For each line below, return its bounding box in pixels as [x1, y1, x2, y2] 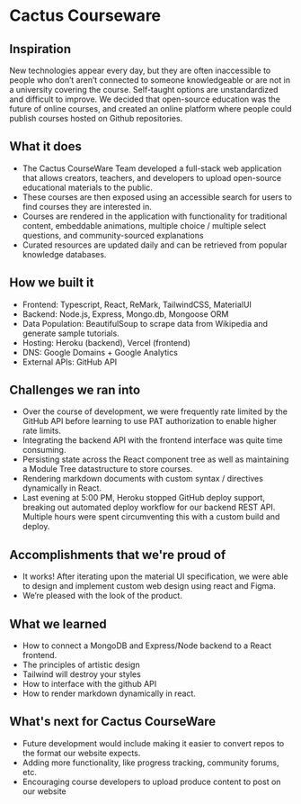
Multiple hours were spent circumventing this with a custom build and [22, 511, 280, 522]
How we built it [9, 276, 94, 291]
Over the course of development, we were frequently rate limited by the [22, 406, 288, 417]
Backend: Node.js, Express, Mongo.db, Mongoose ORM [22, 308, 229, 320]
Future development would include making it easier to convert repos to [22, 737, 285, 748]
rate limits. [22, 425, 61, 437]
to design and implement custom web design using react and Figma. [22, 581, 277, 592]
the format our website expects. [22, 747, 141, 758]
